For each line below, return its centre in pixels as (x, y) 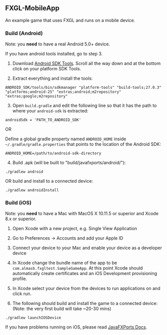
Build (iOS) (18, 203)
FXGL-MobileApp (32, 8)
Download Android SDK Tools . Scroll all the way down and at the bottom (86, 63)
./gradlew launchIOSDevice (33, 318)
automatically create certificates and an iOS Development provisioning (85, 274)
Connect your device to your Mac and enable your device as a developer (87, 248)
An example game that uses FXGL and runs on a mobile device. (70, 20)
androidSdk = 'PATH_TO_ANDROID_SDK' (43, 120)
